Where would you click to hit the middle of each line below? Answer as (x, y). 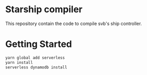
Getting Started (39, 44)
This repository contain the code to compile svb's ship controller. (73, 23)
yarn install (19, 62)
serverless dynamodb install (36, 67)
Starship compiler (44, 9)
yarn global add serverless (35, 58)
